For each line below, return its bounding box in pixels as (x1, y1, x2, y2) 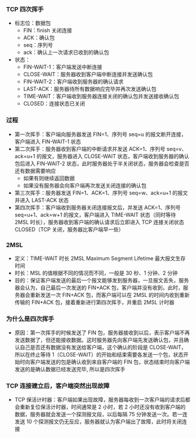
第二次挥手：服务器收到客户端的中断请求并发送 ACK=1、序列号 (14, 145, 166, 152)
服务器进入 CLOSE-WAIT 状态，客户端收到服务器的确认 (57, 152, 190, 159)
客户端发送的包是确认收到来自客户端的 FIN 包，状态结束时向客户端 (30, 358, 190, 365)
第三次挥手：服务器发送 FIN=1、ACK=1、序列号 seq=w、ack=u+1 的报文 (14, 189, 188, 196)
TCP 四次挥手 (6, 5, 44, 13)
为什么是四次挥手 (6, 314, 54, 323)
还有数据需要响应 (14, 167, 56, 174)
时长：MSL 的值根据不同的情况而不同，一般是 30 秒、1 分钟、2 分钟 (14, 269, 178, 276)
